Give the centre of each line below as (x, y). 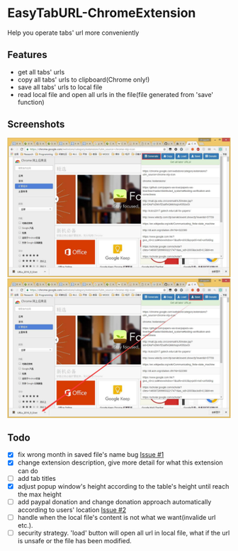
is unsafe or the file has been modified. (75, 540)
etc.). (25, 525)
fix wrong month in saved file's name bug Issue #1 (91, 455)
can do (28, 471)
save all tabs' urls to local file (60, 87)
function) (31, 102)
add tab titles (37, 478)
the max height (39, 494)
